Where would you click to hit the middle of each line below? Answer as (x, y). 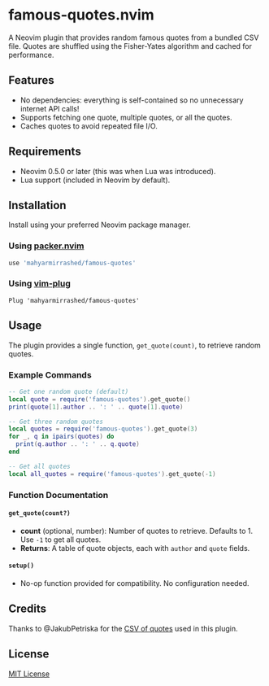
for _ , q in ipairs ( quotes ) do (61, 437)
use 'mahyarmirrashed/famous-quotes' (72, 263)
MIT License (29, 674)
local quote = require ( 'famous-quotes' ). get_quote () (100, 399)
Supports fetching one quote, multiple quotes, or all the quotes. (126, 117)
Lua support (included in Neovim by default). (95, 180)
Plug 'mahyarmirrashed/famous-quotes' (74, 300)
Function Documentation (59, 495)
